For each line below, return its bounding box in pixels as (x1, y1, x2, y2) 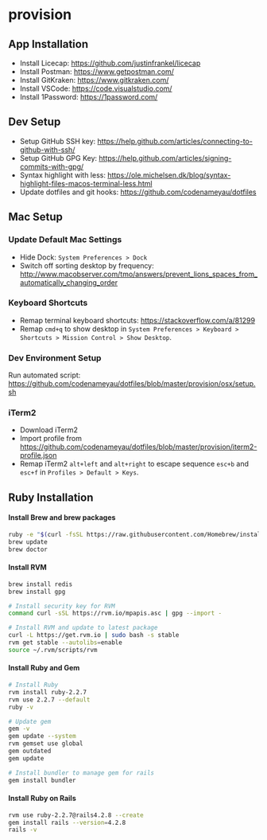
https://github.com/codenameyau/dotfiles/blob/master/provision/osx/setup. (8, 379, 256, 389)
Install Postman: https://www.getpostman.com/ (19, 67, 175, 76)
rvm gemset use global (8, 740, 83, 748)
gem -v (8, 725, 30, 733)
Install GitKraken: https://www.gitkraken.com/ (19, 76, 169, 84)
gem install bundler (8, 776, 77, 784)
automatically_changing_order (19, 277, 118, 287)
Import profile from (19, 434, 82, 443)
